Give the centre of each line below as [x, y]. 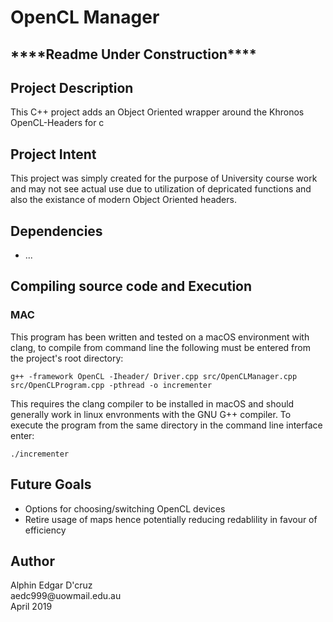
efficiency [45, 530]
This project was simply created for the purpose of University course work [164, 178]
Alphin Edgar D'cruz [51, 585]
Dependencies [56, 231]
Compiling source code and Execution [131, 286]
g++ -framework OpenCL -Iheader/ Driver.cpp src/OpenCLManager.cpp [154, 376]
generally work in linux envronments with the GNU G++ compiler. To [151, 414]
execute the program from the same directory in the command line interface [166, 425]
